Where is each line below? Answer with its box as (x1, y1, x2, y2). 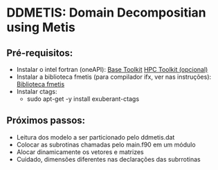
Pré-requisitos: (6, 47, 73, 59)
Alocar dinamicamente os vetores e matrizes (16, 147, 144, 156)
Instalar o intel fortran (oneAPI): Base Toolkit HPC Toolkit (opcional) (16, 66, 208, 73)
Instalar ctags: (16, 88, 57, 95)
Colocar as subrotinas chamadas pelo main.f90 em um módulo (16, 140, 196, 149)
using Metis (6, 19, 75, 35)
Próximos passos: (6, 115, 86, 126)
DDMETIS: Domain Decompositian (6, 5, 206, 21)
